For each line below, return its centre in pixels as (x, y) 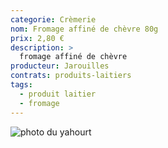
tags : (21, 85)
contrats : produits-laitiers (71, 76)
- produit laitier (58, 94)
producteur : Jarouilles (60, 66)
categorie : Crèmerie (53, 19)
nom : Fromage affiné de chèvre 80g (84, 29)
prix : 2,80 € (37, 38)
